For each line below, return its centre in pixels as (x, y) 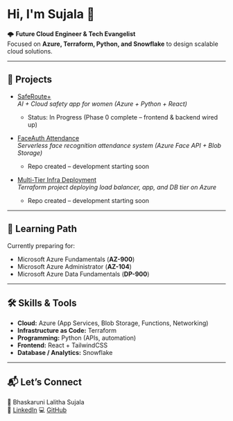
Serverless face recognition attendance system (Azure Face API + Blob (119, 145)
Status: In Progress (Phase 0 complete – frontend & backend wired (123, 117)
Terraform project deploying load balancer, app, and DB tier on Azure (117, 187)
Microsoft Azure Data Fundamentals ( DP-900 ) (83, 274)
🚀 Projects (30, 80)
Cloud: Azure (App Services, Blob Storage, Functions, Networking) (113, 323)
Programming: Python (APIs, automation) (77, 338)
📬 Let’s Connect (44, 382)
